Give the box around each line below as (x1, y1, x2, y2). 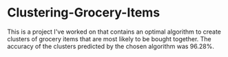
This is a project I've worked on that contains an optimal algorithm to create (7, 27, 222, 36)
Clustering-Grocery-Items (7, 5, 160, 21)
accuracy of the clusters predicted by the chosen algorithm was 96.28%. (7, 42, 215, 50)
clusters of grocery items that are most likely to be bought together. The (7, 34, 211, 43)
